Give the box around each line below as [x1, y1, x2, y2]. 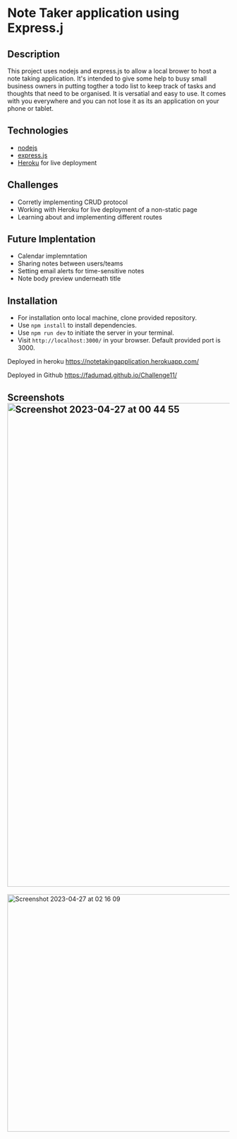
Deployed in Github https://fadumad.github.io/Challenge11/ [7, 371, 178, 379]
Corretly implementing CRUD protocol [17, 198, 128, 206]
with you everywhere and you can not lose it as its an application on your [7, 97, 220, 105]
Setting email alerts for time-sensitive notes [17, 267, 145, 275]
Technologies [7, 125, 69, 137]
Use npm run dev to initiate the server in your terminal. [17, 328, 174, 337]
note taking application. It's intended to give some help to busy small [7, 74, 207, 83]
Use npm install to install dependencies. [17, 321, 138, 330]
